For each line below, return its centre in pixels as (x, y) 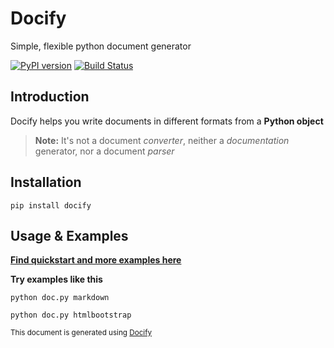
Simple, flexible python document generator (101, 46)
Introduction (50, 97)
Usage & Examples (69, 235)
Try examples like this (56, 279)
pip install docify (51, 205)
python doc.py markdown (60, 298)
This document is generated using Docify (81, 333)
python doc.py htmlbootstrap (71, 315)
